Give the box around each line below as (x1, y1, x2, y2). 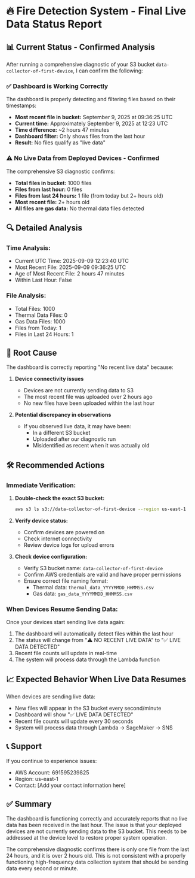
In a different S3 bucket (32, 429, 91, 437)
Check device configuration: (14, 553, 88, 560)
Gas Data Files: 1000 (14, 317, 66, 325)
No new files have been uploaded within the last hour (23, 399, 155, 407)
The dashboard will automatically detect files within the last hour (14, 630, 174, 637)
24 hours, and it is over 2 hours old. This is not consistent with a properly (6, 852, 186, 859)
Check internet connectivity (23, 535, 92, 542)
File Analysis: (6, 292, 47, 300)
